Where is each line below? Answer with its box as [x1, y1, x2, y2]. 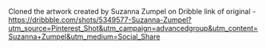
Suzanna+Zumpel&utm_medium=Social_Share [8, 32, 161, 41]
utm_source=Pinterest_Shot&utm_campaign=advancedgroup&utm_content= [8, 24, 258, 32]
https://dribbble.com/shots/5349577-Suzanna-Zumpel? [8, 15, 192, 24]
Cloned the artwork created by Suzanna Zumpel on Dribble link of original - [8, 7, 256, 16]
